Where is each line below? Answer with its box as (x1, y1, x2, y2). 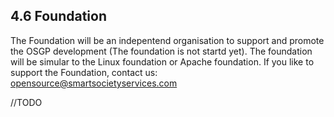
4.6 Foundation (10, 8, 108, 25)
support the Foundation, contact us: (10, 66, 158, 78)
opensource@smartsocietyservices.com (10, 77, 178, 89)
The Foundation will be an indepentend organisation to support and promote (10, 34, 325, 46)
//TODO (10, 96, 43, 108)
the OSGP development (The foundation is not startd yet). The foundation (10, 45, 313, 57)
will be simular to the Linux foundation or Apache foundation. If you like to (10, 55, 315, 68)
